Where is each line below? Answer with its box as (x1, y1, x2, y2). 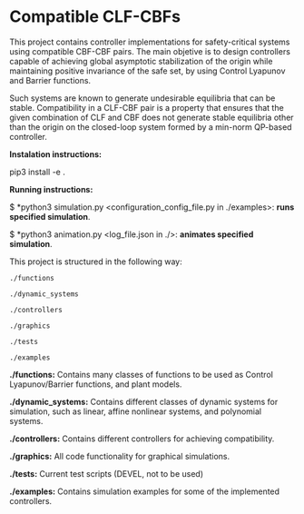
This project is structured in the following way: (9, 256, 183, 267)
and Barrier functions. (9, 74, 92, 85)
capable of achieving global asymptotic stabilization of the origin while (9, 55, 273, 66)
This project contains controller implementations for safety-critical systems (9, 36, 290, 47)
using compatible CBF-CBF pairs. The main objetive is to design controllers (9, 45, 290, 56)
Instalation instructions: (9, 148, 103, 160)
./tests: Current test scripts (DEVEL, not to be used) (9, 468, 204, 479)
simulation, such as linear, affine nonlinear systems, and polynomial (9, 406, 262, 417)
